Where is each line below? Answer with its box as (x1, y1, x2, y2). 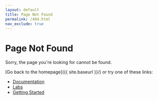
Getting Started (12, 89, 44, 95)
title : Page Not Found (5, 12, 53, 17)
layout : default (5, 7, 39, 12)
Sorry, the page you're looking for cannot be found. (5, 59, 112, 65)
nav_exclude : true (5, 21, 44, 26)
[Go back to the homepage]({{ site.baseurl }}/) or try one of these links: (5, 69, 153, 75)
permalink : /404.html (5, 16, 51, 21)
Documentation (12, 78, 45, 85)
